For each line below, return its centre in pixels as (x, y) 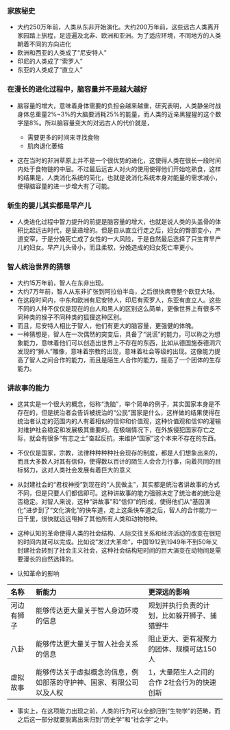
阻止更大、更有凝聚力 (182, 639)
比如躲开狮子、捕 (189, 616)
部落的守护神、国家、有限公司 (90, 683)
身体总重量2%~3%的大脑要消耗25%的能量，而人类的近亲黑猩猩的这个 (116, 114)
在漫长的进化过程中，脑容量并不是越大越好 (77, 89)
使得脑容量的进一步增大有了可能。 (65, 186)
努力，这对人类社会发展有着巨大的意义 (77, 470)
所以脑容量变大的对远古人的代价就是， (99, 123)
